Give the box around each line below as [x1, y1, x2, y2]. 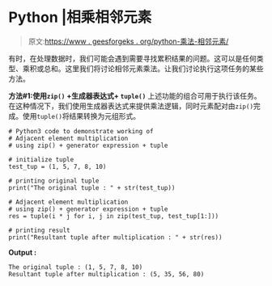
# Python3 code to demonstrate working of [8, 127, 154, 135]
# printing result [8, 226, 70, 234]
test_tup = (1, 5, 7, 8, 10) [8, 162, 107, 170]
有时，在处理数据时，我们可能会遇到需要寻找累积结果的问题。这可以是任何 [8, 53, 257, 63]
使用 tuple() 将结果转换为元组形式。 [22, 111, 141, 120]
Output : [8, 247, 37, 257]
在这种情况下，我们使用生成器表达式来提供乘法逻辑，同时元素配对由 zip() [8, 101, 253, 111]
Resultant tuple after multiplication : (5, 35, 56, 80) [8, 270, 205, 278]
